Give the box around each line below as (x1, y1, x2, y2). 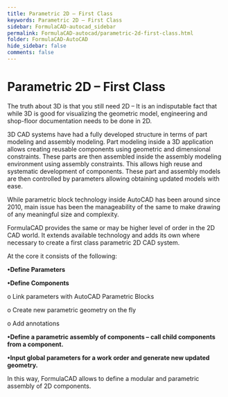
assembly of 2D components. (7, 382, 91, 390)
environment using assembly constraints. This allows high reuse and (7, 159, 203, 168)
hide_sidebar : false (7, 42, 67, 49)
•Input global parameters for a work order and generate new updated (7, 353, 210, 362)
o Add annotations (7, 319, 60, 327)
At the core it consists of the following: (7, 252, 118, 260)
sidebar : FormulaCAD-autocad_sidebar (7, 23, 116, 30)
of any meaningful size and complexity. (7, 210, 119, 218)
